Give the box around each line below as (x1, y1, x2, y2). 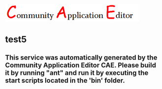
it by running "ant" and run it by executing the (5, 68, 149, 77)
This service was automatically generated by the (5, 53, 158, 62)
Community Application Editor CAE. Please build (5, 61, 156, 69)
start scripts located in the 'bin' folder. (5, 76, 125, 85)
